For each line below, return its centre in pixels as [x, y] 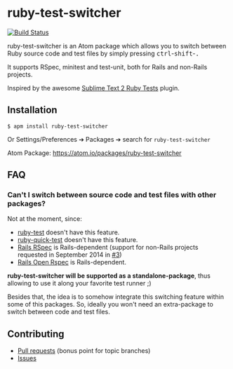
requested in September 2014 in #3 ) [69, 255]
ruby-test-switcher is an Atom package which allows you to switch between [117, 46]
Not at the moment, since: [45, 219]
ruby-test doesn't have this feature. [68, 232]
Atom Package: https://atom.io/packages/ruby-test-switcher [94, 153]
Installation [32, 110]
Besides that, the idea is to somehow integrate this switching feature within [116, 297]
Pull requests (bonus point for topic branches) [84, 351]
